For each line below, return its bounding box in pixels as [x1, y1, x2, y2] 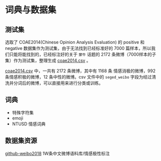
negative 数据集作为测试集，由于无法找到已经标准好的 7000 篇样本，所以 [5, 45, 152, 51]
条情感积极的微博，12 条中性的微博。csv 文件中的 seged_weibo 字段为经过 [5, 74, 152, 80]
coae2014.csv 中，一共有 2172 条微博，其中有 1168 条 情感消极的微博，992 [5, 68, 156, 74]
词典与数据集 [5, 4, 57, 16]
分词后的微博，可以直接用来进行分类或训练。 [13, 80, 103, 86]
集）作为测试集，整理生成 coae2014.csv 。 [5, 58, 91, 63]
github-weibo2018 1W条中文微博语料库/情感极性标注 [5, 150, 110, 156]
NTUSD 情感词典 [12, 121, 46, 127]
